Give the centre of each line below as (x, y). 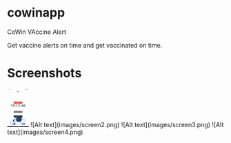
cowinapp (36, 13)
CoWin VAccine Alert (37, 32)
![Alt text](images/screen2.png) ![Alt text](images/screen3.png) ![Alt (127, 124)
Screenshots (44, 73)
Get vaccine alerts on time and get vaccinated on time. (85, 45)
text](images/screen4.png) (45, 132)
